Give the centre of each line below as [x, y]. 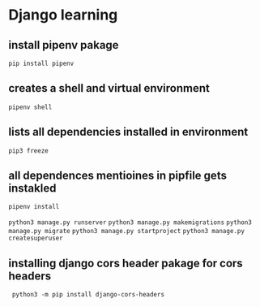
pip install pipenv [41, 63]
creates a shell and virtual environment [109, 88]
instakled [32, 188]
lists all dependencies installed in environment [128, 132]
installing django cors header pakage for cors [126, 263]
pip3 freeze [28, 151]
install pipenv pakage [64, 45]
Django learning [63, 15]
